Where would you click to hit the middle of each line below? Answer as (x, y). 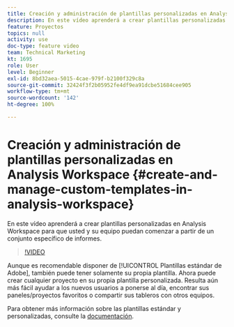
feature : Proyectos (36, 26)
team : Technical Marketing (46, 53)
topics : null (26, 33)
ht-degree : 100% (31, 105)
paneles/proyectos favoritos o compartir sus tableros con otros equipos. (111, 295)
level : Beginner (31, 72)
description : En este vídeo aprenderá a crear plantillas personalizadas (117, 20)
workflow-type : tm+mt (39, 91)
